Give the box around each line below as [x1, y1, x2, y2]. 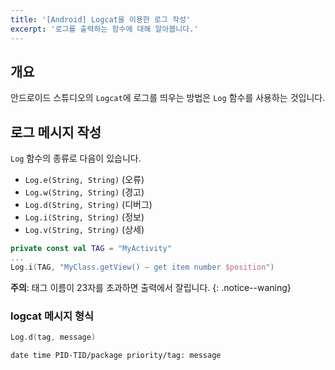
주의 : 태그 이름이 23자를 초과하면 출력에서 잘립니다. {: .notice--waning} [10, 281, 292, 293]
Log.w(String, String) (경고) [24, 186, 145, 198]
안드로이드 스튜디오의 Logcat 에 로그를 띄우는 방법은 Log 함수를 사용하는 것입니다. [10, 92, 326, 104]
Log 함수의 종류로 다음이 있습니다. [10, 152, 142, 165]
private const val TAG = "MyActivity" [10, 244, 172, 254]
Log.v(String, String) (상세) [24, 224, 145, 236]
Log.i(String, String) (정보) [24, 211, 145, 223]
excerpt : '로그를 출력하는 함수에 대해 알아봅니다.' [10, 24, 199, 34]
